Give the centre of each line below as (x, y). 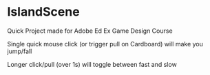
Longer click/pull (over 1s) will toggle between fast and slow (92, 64)
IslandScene (44, 12)
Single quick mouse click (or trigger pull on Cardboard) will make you (105, 44)
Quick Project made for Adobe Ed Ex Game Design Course (90, 31)
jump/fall (20, 51)
